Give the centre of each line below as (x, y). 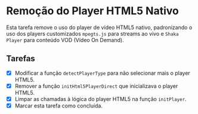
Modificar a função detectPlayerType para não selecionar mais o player (103, 73)
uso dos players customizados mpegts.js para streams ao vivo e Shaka (92, 33)
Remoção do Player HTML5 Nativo (92, 11)
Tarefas (21, 58)
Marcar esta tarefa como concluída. (59, 106)
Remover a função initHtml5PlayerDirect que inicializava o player (96, 86)
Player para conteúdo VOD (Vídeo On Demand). (65, 40)
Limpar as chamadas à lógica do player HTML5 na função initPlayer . (100, 99)
